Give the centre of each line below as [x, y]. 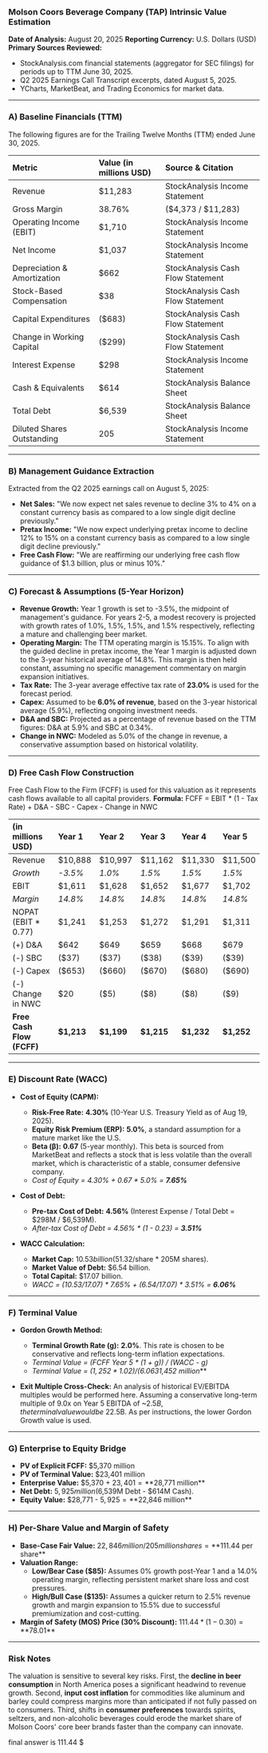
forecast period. [46, 694]
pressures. [49, 1588]
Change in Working [48, 336]
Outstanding [35, 438]
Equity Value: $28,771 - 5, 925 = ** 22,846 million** [106, 1500]
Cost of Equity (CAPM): [59, 1097]
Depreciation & [40, 268]
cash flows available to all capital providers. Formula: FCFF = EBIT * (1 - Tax [133, 799]
